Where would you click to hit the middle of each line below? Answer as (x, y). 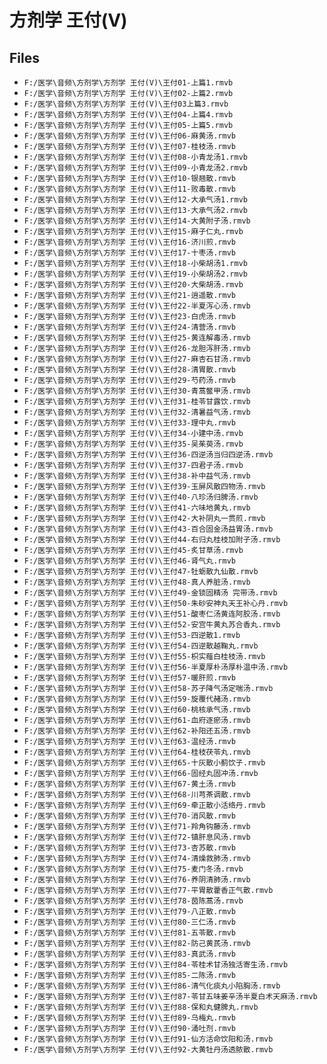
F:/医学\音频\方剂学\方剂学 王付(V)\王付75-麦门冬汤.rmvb (133, 869)
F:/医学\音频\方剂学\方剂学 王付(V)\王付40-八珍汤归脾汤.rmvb (141, 497)
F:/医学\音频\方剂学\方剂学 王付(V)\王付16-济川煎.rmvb (129, 242)
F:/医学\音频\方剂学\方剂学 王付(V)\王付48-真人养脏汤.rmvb (137, 582)
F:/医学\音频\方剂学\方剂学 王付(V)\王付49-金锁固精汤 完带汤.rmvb (150, 593)
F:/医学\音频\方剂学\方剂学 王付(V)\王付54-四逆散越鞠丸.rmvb (141, 646)
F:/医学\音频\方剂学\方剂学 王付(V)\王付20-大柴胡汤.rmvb (133, 285)
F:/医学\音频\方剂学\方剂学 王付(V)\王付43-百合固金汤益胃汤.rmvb (148, 529)
